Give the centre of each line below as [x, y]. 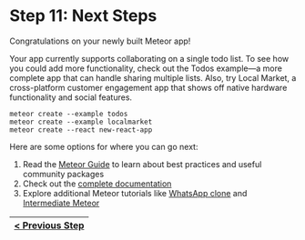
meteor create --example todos [69, 114]
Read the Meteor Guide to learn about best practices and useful [142, 164]
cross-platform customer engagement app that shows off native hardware [148, 87]
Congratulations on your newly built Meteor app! [100, 41]
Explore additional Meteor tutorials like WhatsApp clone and [135, 193]
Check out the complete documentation [97, 184]
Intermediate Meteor [61, 203]
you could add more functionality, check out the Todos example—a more [146, 68]
